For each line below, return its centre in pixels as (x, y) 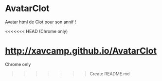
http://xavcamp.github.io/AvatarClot (81, 51)
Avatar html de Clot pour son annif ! (41, 22)
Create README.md (110, 74)
